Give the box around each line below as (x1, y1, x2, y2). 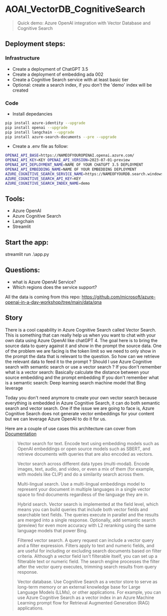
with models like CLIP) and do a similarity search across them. (17, 471, 145, 477)
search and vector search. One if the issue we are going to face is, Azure (5, 405, 155, 411)
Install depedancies (12, 111, 53, 117)
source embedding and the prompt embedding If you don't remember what (5, 374, 159, 380)
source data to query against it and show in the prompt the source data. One (5, 343, 162, 349)
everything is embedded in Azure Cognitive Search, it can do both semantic (5, 400, 161, 406)
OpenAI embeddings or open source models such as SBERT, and (17, 446, 151, 452)
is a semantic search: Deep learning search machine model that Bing (5, 379, 146, 385)
